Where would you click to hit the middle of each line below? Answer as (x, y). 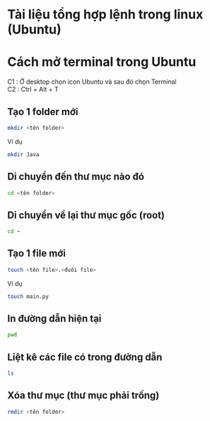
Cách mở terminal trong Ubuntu (102, 62)
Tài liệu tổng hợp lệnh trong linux (105, 15)
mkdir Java (23, 154)
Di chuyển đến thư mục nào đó (76, 177)
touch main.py (28, 296)
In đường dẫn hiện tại (54, 319)
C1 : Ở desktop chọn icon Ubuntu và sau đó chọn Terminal (92, 82)
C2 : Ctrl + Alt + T (33, 89)
